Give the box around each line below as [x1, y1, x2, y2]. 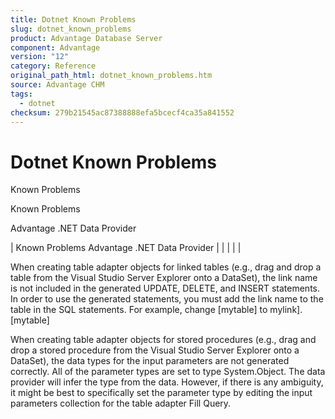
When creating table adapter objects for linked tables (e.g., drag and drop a [10, 261, 322, 273]
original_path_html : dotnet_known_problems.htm [10, 71, 213, 81]
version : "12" [10, 52, 70, 62]
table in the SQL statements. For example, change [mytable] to [10, 304, 268, 316]
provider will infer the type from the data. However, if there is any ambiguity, [10, 376, 324, 388]
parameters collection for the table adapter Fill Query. [10, 397, 232, 410]
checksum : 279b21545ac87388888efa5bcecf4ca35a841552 [10, 107, 235, 118]
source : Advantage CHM [10, 80, 105, 90]
